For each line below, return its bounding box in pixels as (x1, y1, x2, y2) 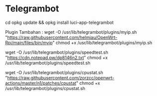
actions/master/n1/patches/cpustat (5, 80, 77, 86)
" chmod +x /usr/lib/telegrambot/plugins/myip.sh (52, 39, 153, 45)
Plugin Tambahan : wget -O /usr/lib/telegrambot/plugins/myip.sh (5, 29, 137, 35)
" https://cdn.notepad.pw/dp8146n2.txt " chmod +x (5, 54, 108, 60)
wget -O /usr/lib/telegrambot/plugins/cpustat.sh (5, 69, 103, 75)
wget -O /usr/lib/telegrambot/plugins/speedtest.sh (5, 49, 108, 55)
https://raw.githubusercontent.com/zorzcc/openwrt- (7, 75, 114, 81)
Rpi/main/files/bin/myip (5, 39, 53, 45)
